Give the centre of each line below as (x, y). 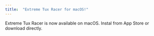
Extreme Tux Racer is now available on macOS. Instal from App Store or (77, 23)
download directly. (24, 28)
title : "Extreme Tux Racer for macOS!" (47, 9)
